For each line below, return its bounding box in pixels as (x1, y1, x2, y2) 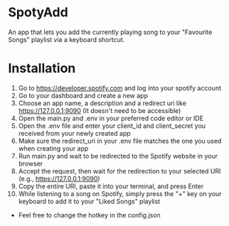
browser (18, 159, 43, 168)
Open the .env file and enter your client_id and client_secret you (18, 122, 206, 130)
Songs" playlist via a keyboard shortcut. (8, 35, 125, 43)
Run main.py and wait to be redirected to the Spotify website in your (18, 151, 218, 160)
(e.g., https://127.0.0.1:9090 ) (18, 174, 100, 183)
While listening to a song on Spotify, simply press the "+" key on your (18, 189, 222, 198)
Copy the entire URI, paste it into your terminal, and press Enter (18, 182, 204, 190)
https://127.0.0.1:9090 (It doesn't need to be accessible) (18, 106, 181, 114)
